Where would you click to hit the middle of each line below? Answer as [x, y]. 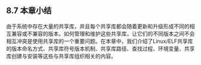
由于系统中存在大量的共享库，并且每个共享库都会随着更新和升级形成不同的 [98, 26]
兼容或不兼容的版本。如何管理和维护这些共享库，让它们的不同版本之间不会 [103, 33]
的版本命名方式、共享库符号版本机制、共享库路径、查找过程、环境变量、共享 [100, 48]
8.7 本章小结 [29, 11]
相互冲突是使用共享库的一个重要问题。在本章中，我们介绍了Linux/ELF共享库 [100, 41]
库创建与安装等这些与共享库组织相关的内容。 [61, 56]
